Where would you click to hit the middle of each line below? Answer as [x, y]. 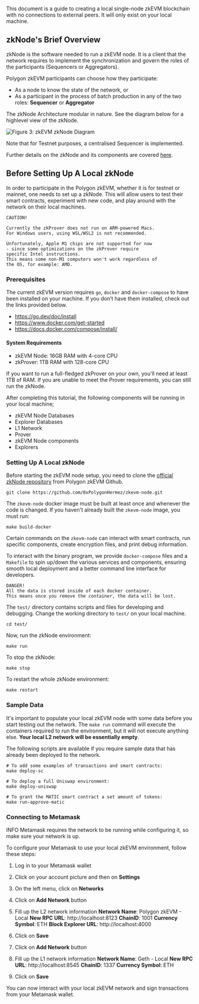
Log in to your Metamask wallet [53, 866]
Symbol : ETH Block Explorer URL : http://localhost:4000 [83, 924]
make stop [18, 668]
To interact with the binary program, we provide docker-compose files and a [97, 556]
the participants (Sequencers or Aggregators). [63, 67]
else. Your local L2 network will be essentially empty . [73, 737]
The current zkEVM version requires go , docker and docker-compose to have [97, 292]
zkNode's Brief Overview [53, 40]
